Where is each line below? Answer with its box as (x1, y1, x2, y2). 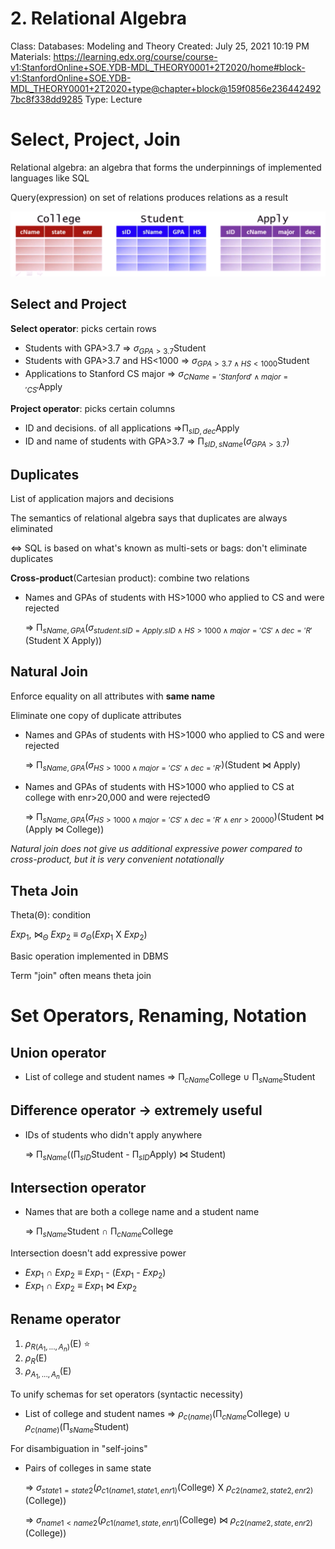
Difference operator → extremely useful (10, 1102, 263, 1119)
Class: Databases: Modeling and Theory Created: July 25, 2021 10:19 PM (10, 40, 310, 52)
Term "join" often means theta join (10, 969, 152, 981)
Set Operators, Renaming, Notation (10, 1005, 307, 1027)
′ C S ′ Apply (24, 380, 63, 395)
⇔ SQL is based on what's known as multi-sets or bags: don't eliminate (10, 542, 308, 554)
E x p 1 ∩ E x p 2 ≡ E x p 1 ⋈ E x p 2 (24, 1279, 138, 1294)
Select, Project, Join (10, 128, 181, 151)
